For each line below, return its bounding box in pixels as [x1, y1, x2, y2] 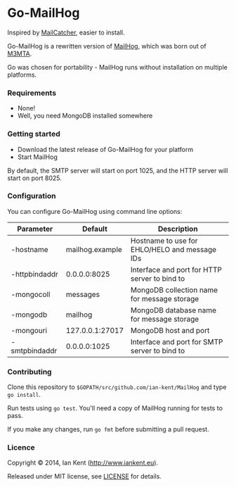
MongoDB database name [130, 305, 216, 315]
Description [157, 224, 198, 234]
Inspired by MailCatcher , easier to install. [7, 28, 125, 37]
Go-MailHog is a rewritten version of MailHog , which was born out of [7, 42, 207, 50]
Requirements [7, 88, 57, 98]
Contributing [7, 367, 52, 377]
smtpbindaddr [11, 346, 58, 355]
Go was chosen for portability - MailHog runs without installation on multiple [7, 63, 228, 71]
